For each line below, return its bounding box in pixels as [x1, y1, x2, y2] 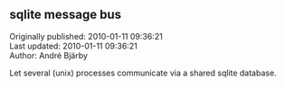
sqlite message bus [9, 7, 122, 22]
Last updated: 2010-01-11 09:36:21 [9, 40, 138, 51]
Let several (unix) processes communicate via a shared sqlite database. [9, 67, 278, 78]
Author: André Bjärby [9, 49, 89, 61]
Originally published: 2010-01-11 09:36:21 [9, 30, 163, 41]
